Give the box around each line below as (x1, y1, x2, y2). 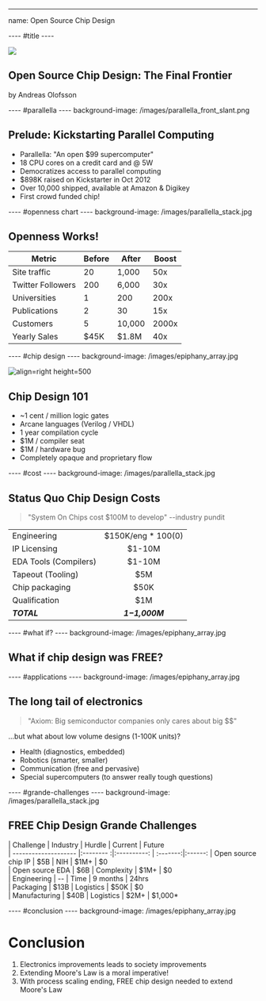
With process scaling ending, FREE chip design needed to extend (19, 976, 234, 986)
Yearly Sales (12, 331, 59, 342)
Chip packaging (12, 582, 71, 593)
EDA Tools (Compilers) (12, 556, 97, 567)
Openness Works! (8, 230, 99, 244)
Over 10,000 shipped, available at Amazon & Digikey (19, 183, 190, 193)
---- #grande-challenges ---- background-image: (8, 787, 170, 797)
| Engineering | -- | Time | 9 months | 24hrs (8, 873, 149, 883)
